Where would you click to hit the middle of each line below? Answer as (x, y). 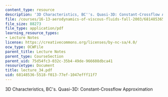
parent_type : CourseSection (34, 56)
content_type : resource (30, 10)
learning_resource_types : (32, 33)
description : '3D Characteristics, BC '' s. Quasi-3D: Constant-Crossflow (82, 14)
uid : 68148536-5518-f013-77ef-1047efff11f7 (51, 75)
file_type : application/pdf (34, 28)
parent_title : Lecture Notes (35, 51)
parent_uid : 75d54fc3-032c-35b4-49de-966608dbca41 (59, 61)
